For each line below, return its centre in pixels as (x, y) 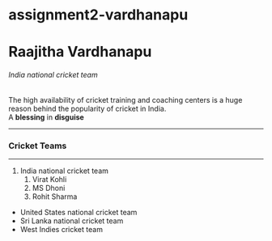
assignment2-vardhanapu (98, 15)
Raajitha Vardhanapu (80, 52)
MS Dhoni (49, 188)
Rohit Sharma (55, 197)
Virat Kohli (49, 179)
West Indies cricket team (62, 229)
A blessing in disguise (47, 117)
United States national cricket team (79, 212)
